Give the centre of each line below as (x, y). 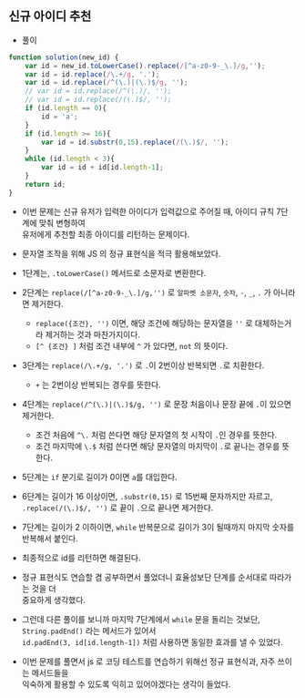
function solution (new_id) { (64, 57)
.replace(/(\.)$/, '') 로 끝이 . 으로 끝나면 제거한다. (117, 508)
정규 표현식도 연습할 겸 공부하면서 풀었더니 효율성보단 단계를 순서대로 (144, 577)
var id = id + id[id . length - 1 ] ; (103, 168)
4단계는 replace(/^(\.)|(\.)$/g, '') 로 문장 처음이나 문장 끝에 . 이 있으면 (157, 404)
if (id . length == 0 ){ (66, 108)
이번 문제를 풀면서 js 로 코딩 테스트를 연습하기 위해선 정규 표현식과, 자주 (148, 661)
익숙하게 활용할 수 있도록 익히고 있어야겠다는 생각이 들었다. (126, 684)
